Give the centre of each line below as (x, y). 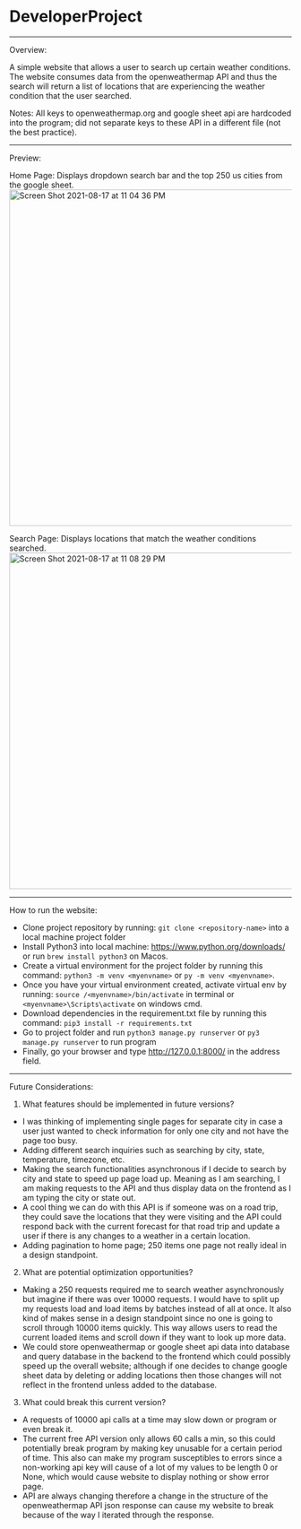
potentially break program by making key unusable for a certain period (152, 1448)
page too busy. (50, 1140)
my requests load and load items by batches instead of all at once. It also (157, 1308)
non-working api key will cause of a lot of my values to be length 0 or (150, 1467)
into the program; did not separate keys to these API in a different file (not (145, 122)
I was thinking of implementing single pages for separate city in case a (153, 1121)
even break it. (47, 1429)
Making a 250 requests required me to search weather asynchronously (153, 1290)
